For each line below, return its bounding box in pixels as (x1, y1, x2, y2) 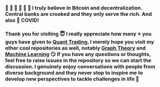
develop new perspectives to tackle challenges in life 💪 (5, 75, 139, 82)
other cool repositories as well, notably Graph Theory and (5, 44, 146, 51)
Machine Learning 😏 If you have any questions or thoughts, (5, 50, 151, 57)
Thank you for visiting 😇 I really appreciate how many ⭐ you (5, 30, 152, 37)
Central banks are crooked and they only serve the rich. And (5, 10, 152, 17)
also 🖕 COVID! (5, 17, 39, 24)
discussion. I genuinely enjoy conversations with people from (5, 63, 156, 70)
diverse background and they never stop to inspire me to (5, 69, 143, 76)
